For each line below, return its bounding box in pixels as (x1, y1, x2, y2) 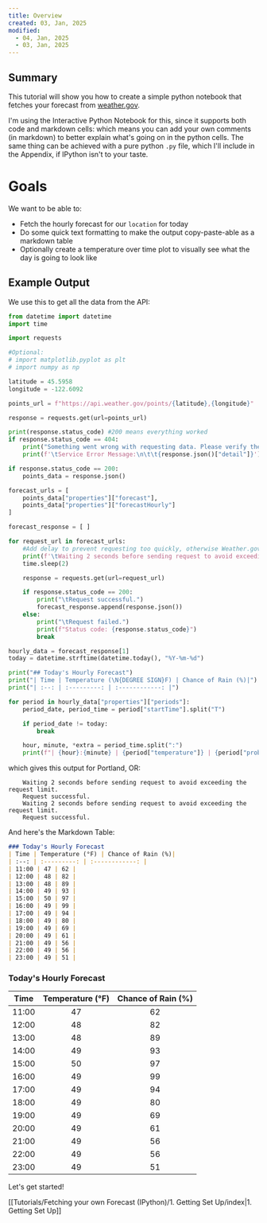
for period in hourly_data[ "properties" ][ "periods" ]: (8, 698, 191, 706)
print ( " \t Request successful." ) (37, 596, 145, 604)
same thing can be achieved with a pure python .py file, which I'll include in (8, 141, 255, 150)
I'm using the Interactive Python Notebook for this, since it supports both (8, 115, 246, 125)
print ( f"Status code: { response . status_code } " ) (37, 625, 197, 633)
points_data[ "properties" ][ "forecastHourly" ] (22, 501, 176, 509)
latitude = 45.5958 (8, 377, 73, 386)
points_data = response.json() (22, 472, 126, 480)
